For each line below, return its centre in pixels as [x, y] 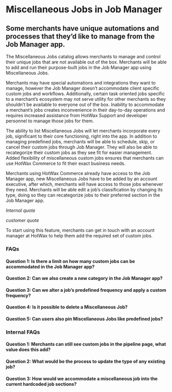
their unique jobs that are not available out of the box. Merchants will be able [86, 62]
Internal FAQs [23, 332]
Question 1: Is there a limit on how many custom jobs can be [70, 261]
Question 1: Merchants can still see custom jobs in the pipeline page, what [86, 344]
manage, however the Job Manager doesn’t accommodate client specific [83, 88]
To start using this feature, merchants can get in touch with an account [80, 230]
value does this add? [28, 350]
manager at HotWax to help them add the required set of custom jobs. [79, 236]
